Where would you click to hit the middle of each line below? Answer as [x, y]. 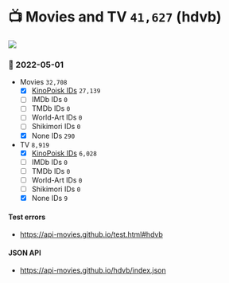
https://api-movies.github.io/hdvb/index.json [93, 270]
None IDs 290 [53, 136]
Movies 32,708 [43, 82]
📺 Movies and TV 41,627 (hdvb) [115, 17]
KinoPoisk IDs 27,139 [66, 91]
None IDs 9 [50, 198]
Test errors [27, 217]
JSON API [25, 253]
